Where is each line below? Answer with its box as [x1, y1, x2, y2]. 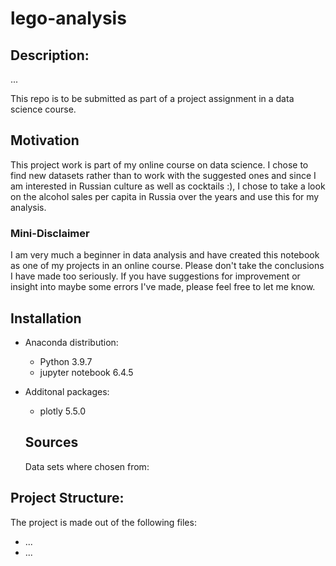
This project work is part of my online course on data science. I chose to [10, 158, 309, 171]
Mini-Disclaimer [10, 226, 90, 240]
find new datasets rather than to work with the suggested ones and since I [10, 169, 317, 181]
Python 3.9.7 [39, 355, 93, 367]
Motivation [10, 132, 80, 149]
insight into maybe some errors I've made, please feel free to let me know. [10, 281, 316, 293]
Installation [10, 310, 82, 327]
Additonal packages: [24, 385, 110, 397]
